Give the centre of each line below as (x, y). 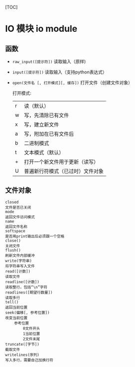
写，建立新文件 (41, 125)
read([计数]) (18, 271)
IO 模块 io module (41, 29)
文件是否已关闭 (18, 207)
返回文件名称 (16, 226)
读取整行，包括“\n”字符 (26, 287)
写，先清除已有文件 (46, 115)
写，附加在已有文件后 (49, 134)
